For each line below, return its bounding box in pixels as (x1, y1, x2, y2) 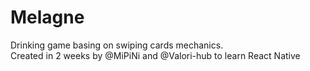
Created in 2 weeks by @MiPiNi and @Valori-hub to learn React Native (10, 49, 301, 61)
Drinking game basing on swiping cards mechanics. (10, 39, 224, 51)
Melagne (10, 6, 85, 29)
